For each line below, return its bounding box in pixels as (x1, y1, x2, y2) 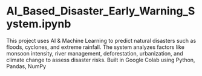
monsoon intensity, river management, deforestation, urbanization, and (6, 49, 183, 57)
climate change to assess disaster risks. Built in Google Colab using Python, (6, 56, 195, 63)
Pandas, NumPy (6, 62, 47, 70)
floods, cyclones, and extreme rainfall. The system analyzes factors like (6, 43, 184, 51)
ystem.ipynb (6, 17, 71, 31)
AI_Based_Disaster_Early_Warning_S (6, 4, 195, 18)
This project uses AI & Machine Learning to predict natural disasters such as (6, 37, 197, 44)
